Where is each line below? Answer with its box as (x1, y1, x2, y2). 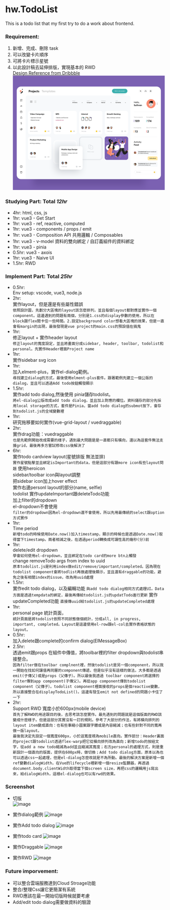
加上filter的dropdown (12, 497, 57, 503)
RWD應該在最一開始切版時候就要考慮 (12, 893, 90, 899)
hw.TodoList (5, 4, 58, 15)
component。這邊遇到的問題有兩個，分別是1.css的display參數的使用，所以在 (12, 313, 155, 318)
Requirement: (5, 33, 39, 40)
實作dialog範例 (12, 811, 44, 818)
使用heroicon (17, 465, 46, 471)
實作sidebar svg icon (12, 357, 57, 363)
